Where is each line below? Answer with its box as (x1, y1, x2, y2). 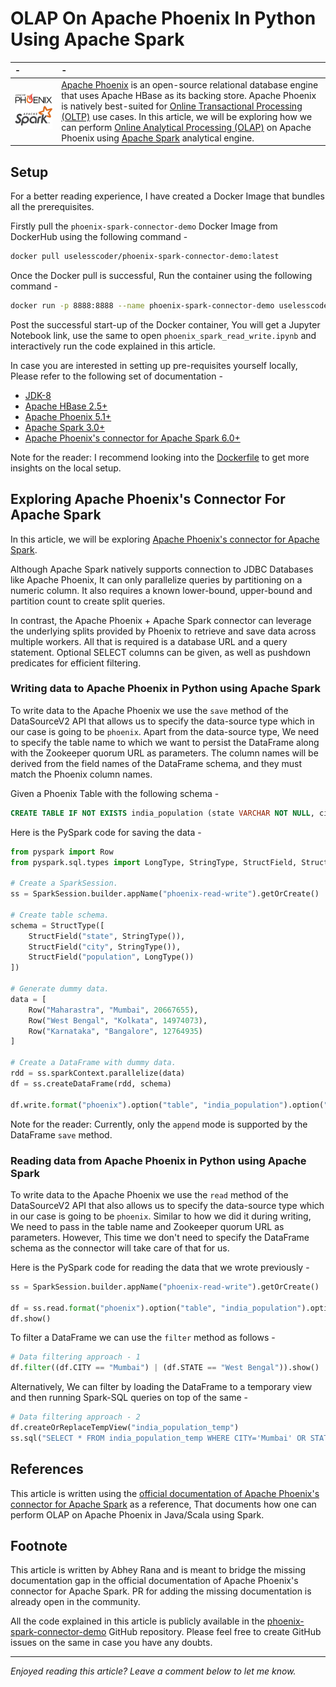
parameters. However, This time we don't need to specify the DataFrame (10, 1231, 310, 1243)
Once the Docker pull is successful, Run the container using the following (10, 269, 313, 281)
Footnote (10, 1537, 68, 1554)
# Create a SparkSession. (10, 878, 118, 889)
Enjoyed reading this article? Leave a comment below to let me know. (10, 1665, 297, 1677)
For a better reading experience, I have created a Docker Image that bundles (10, 190, 325, 202)
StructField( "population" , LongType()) (28, 952, 195, 962)
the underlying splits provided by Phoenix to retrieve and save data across (10, 625, 317, 637)
